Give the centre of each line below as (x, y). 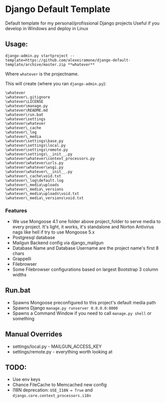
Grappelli (22, 259)
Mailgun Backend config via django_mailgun (58, 243)
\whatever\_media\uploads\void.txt (42, 193)
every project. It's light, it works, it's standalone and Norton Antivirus (83, 227)
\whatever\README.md (27, 110)
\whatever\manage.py (27, 106)
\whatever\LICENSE (24, 101)
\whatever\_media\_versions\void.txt (44, 198)
